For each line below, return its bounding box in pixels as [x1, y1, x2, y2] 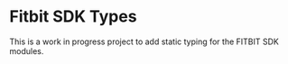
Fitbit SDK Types [9, 6, 137, 27]
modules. [9, 45, 44, 56]
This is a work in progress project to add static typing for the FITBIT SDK [9, 36, 280, 47]
